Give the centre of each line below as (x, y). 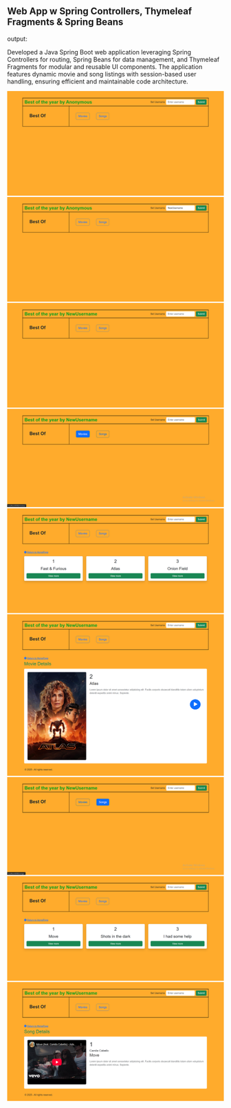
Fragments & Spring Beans (65, 22)
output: (17, 39)
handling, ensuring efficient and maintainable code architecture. (98, 81)
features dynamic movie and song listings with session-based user (102, 74)
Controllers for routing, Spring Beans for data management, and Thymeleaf (113, 59)
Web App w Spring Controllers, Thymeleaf (100, 11)
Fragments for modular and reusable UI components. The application (105, 66)
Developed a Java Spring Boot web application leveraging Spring (99, 52)
